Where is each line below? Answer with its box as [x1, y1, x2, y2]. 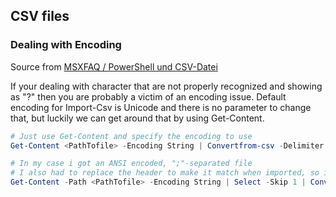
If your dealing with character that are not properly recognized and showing [10, 80, 323, 92]
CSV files [10, 8, 70, 25]
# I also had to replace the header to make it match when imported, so [10, 168, 320, 178]
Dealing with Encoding [10, 38, 122, 52]
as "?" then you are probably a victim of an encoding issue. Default [10, 90, 287, 103]
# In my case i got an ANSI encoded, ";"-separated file [10, 159, 253, 169]
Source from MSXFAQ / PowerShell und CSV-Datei [10, 60, 218, 73]
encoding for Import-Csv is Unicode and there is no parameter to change [10, 101, 312, 113]
